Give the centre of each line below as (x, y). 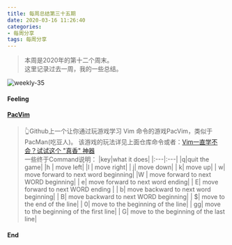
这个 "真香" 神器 (72, 150)
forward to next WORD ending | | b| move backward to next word (117, 189)
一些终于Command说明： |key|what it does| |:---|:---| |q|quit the (117, 159)
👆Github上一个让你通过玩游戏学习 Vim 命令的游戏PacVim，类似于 (118, 131)
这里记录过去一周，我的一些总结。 (73, 69)
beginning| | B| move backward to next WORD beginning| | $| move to (124, 196)
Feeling (18, 99)
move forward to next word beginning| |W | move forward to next (117, 174)
